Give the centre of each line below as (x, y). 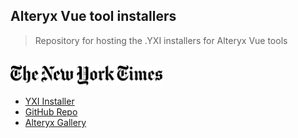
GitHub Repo (51, 111)
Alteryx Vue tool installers (93, 16)
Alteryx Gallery (55, 122)
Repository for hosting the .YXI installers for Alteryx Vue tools (161, 40)
